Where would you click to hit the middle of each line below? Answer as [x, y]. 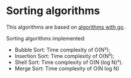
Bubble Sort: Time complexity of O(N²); [62, 50]
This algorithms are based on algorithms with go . [65, 27]
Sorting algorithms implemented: [46, 38]
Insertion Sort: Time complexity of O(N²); [65, 56]
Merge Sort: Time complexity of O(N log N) [67, 68]
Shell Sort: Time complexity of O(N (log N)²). [69, 62]
